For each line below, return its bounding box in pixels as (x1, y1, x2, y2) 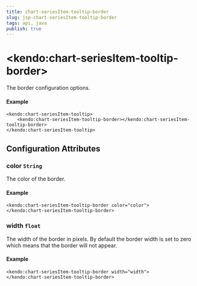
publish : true (6, 25, 42, 32)
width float (6, 222, 41, 230)
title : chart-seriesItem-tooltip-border (6, 8, 110, 15)
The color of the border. (6, 175, 66, 182)
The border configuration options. (6, 84, 90, 92)
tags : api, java (6, 20, 47, 26)
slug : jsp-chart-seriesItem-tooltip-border (6, 14, 117, 20)
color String (6, 161, 42, 170)
